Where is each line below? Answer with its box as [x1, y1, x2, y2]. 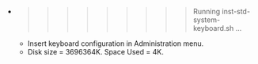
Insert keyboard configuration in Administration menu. [27, 39, 204, 48]
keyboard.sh [192, 24, 234, 32]
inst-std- [221, 7, 251, 16]
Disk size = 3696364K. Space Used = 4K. [27, 47, 164, 56]
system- [192, 15, 220, 24]
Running [192, 7, 221, 16]
